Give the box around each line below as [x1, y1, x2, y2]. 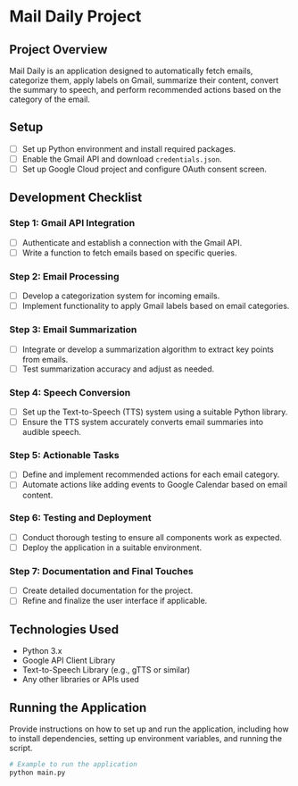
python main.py [9, 768, 66, 777]
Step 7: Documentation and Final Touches [9, 564, 194, 577]
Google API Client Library [21, 655, 116, 666]
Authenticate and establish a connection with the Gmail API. [21, 237, 243, 247]
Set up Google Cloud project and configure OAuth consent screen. [21, 163, 268, 174]
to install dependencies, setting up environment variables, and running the [9, 732, 283, 743]
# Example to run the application [9, 759, 138, 769]
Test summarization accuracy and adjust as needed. [21, 364, 215, 374]
